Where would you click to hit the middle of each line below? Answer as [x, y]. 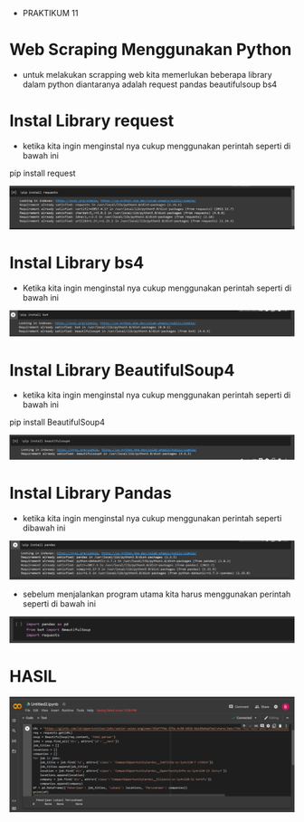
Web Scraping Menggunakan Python [151, 50]
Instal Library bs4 [77, 263]
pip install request [43, 173]
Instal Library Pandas [90, 493]
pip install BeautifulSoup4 [57, 422]
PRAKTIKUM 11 [50, 13]
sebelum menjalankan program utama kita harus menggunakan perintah [157, 594]
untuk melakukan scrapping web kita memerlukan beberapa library [147, 74]
